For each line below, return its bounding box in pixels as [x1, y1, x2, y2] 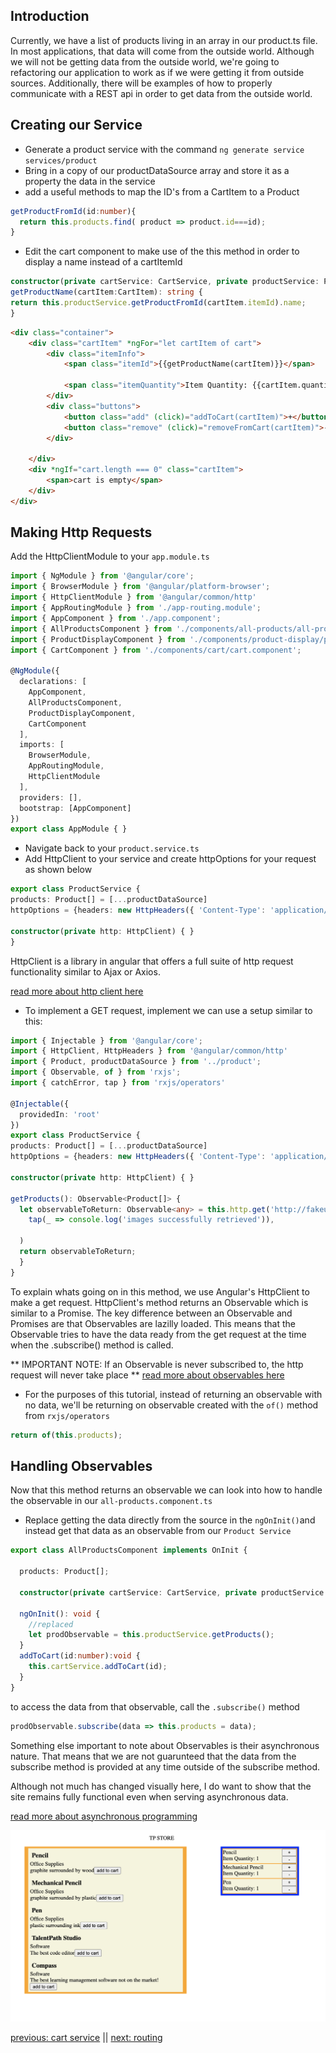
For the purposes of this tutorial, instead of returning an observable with [24, 1388, 323, 1400]
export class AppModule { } [10, 824, 128, 834]
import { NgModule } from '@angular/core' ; [10, 571, 195, 581]
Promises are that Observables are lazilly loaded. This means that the [10, 1317, 296, 1329]
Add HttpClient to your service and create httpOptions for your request [24, 853, 317, 865]
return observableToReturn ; [19, 1247, 137, 1257]
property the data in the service [24, 175, 156, 187]
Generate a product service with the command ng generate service [24, 143, 305, 155]
